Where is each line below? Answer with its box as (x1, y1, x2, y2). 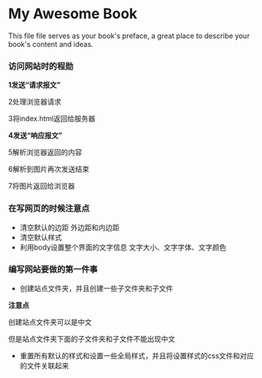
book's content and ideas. (8, 39, 94, 48)
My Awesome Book (8, 5, 137, 23)
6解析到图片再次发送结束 (8, 164, 90, 174)
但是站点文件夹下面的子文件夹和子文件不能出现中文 (8, 334, 175, 343)
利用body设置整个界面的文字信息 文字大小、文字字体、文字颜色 (19, 242, 227, 252)
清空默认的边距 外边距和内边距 (19, 223, 120, 232)
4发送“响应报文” (8, 131, 63, 140)
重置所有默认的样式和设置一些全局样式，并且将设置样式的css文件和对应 (19, 350, 254, 361)
